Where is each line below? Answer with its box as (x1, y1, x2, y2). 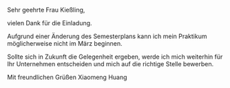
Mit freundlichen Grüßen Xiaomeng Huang (7, 73, 127, 81)
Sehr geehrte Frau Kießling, (7, 6, 85, 14)
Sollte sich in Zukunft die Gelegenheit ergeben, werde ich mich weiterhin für (7, 53, 223, 61)
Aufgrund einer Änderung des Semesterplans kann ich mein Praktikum (7, 32, 207, 40)
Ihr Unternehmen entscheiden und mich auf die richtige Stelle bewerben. (7, 60, 214, 68)
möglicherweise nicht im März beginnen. (7, 40, 123, 47)
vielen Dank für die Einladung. (7, 19, 92, 27)
